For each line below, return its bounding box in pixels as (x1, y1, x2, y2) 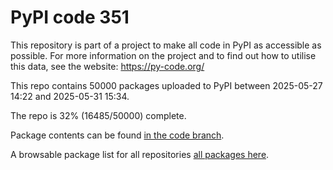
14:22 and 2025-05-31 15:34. (10, 90, 130, 102)
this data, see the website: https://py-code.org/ (10, 60, 205, 72)
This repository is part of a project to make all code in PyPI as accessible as (10, 39, 322, 51)
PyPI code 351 (10, 6, 130, 29)
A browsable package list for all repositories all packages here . (10, 148, 270, 160)
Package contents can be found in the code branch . (10, 129, 225, 141)
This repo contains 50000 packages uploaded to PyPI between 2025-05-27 (10, 79, 323, 91)
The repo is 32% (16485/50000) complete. (10, 109, 187, 121)
